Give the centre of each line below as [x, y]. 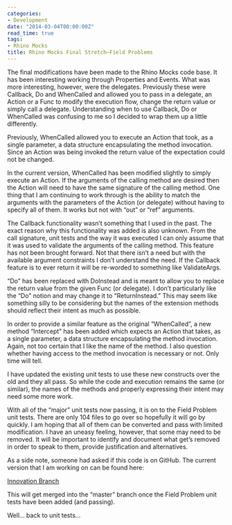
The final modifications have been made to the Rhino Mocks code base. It [112, 72]
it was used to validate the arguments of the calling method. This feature [110, 245]
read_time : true [30, 33]
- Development [28, 20]
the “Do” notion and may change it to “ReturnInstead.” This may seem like [112, 295]
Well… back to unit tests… [44, 515]
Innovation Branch [33, 481]
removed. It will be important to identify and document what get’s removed [114, 439]
